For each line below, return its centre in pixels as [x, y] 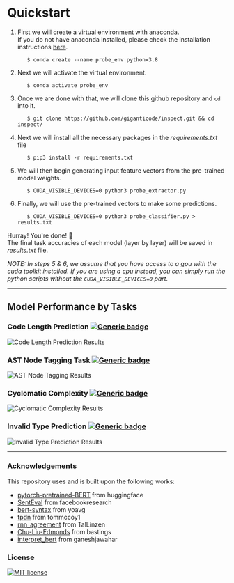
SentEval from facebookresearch [65, 502]
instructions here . [42, 47]
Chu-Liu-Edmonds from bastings [64, 531]
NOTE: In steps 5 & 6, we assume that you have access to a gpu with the [112, 263]
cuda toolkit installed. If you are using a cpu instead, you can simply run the [116, 271]
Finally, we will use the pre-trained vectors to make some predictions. [117, 203]
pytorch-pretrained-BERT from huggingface [80, 495]
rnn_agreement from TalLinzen [61, 524]
